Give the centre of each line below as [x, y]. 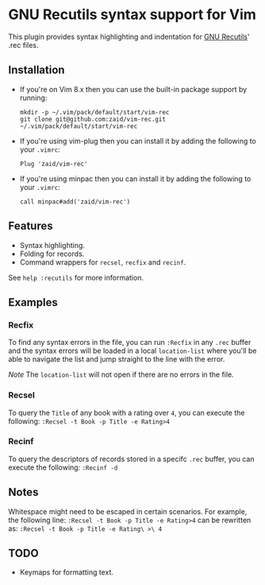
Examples [33, 302]
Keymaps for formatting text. [66, 572]
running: [33, 98]
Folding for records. [52, 254]
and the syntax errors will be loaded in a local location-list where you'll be [132, 351]
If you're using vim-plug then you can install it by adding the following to [138, 141]
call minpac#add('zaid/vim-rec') [75, 201]
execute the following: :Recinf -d [63, 467]
